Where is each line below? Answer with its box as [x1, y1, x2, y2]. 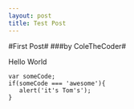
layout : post [8, 11, 52, 20]
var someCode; [8, 72, 56, 80]
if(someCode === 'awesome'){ [8, 79, 106, 87]
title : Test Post [8, 19, 67, 27]
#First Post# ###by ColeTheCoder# [8, 41, 127, 50]
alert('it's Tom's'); [18, 86, 91, 95]
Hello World [8, 57, 47, 67]
